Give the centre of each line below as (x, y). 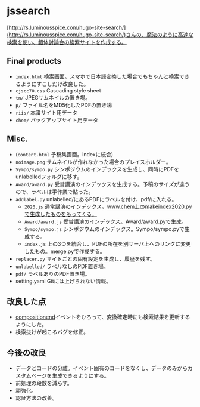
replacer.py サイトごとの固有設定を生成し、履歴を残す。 (85, 258)
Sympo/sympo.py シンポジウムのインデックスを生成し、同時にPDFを (97, 169)
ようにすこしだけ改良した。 (54, 84)
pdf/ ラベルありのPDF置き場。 (53, 273)
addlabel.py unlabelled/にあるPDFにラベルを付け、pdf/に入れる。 (96, 199)
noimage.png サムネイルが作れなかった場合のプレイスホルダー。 (93, 162)
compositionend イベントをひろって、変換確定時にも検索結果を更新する (103, 317)
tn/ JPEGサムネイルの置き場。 (53, 97)
